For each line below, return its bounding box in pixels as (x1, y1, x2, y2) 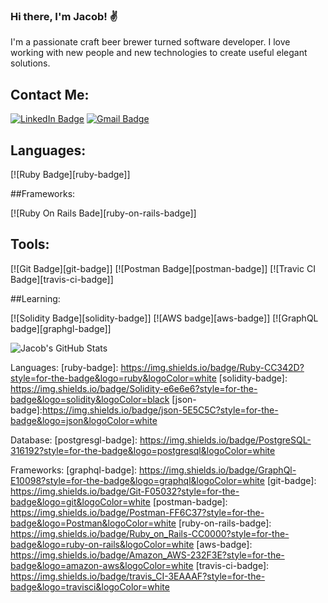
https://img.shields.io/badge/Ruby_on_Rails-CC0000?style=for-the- (10, 527, 290, 539)
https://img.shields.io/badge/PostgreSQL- (139, 434, 312, 446)
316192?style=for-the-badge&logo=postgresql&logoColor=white (10, 444, 276, 456)
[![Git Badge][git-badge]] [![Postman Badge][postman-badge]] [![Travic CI (10, 262, 316, 274)
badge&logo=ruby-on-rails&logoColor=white (10, 538, 195, 550)
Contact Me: (10, 86, 90, 103)
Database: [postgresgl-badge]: (10, 434, 138, 446)
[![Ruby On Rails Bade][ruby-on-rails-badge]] (10, 207, 197, 219)
